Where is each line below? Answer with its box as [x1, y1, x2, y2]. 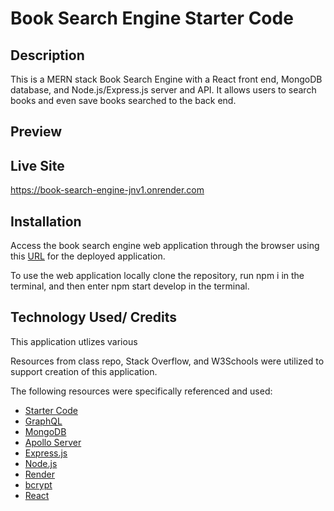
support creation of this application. [10, 365, 158, 377]
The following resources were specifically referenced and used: [10, 385, 273, 397]
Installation [10, 213, 82, 230]
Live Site [10, 157, 65, 174]
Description [10, 47, 85, 64]
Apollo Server [24, 436, 82, 448]
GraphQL [24, 415, 63, 427]
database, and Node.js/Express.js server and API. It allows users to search [10, 84, 317, 96]
